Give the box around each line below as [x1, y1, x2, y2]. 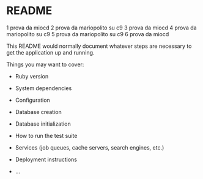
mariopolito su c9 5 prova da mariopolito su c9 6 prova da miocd [6, 30, 169, 37]
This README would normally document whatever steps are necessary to [6, 42, 192, 50]
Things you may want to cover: [6, 61, 84, 68]
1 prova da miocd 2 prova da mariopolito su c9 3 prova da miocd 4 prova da [6, 24, 197, 31]
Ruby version [15, 72, 49, 80]
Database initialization [15, 120, 72, 128]
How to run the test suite [15, 132, 78, 139]
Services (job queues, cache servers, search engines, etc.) [15, 143, 164, 151]
